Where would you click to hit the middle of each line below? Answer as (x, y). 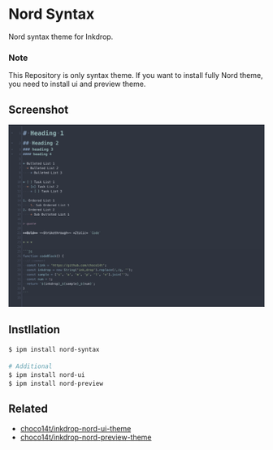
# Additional (30, 366)
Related (28, 409)
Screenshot (39, 109)
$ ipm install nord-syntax (54, 349)
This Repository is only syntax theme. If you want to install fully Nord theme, (136, 76)
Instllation (35, 330)
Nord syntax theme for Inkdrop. (61, 37)
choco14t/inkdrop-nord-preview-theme (86, 437)
